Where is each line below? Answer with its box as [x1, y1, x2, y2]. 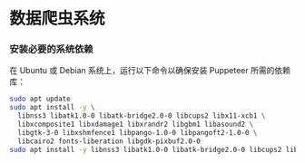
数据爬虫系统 [9, 8, 106, 29]
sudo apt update [9, 94, 71, 104]
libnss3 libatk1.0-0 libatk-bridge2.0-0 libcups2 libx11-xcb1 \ [17, 111, 266, 120]
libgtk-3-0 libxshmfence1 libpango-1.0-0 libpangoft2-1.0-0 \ [17, 128, 258, 137]
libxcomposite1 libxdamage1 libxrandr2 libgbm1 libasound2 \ [17, 120, 254, 129]
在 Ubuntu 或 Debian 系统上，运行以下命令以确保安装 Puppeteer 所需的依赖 [9, 65, 290, 76]
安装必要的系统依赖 [9, 43, 93, 55]
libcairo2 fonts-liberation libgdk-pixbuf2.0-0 [17, 137, 202, 146]
